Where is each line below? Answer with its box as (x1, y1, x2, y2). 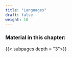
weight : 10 (5, 17, 29, 22)
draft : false (5, 12, 33, 17)
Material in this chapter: (5, 34, 66, 41)
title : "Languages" (5, 7, 47, 13)
